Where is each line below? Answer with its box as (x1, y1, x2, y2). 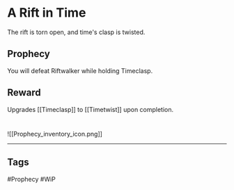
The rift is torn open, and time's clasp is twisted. (7, 28, 146, 36)
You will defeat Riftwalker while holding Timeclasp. (7, 66, 153, 74)
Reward (7, 87, 42, 99)
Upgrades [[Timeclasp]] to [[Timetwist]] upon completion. (7, 105, 174, 113)
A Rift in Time (7, 5, 86, 21)
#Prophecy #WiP (7, 175, 56, 183)
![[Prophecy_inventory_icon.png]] (7, 129, 103, 138)
